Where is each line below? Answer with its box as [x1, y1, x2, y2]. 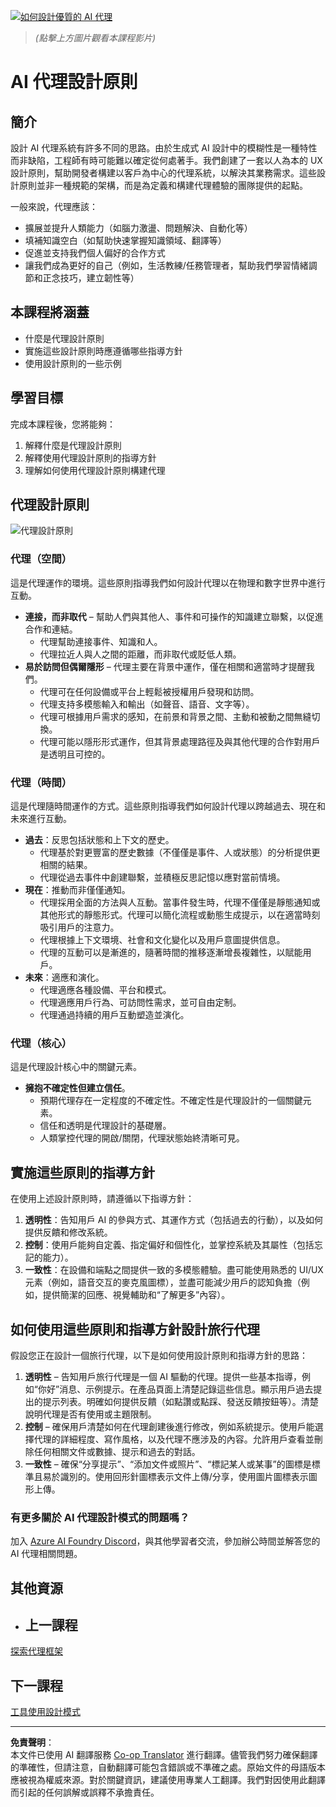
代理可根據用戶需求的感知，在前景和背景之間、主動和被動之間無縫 [39, 710, 312, 722]
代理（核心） [10, 1036, 73, 1050]
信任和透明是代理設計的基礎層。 [39, 1120, 172, 1132]
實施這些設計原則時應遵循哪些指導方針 [24, 345, 183, 357]
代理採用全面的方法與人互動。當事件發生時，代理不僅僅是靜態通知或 [39, 896, 321, 909]
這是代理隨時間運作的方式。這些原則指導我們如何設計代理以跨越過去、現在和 [10, 800, 326, 812]
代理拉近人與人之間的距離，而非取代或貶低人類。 [39, 648, 242, 660]
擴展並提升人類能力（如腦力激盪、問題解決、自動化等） [24, 222, 253, 234]
